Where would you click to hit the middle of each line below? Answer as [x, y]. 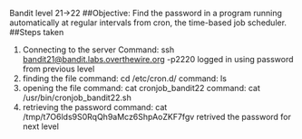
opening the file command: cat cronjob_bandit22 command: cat [141, 88]
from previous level [58, 69]
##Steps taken [37, 32]
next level [40, 126]
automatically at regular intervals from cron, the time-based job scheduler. [148, 23]
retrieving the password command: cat [95, 107]
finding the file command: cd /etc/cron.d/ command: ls [124, 79]
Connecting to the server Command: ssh [98, 50]
